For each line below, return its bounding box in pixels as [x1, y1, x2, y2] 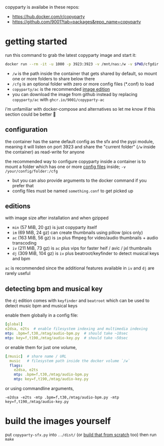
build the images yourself [5, 416, 111, 427]
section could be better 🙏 [5, 111, 56, 117]
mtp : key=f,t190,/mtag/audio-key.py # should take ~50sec [5, 335, 128, 340]
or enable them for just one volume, [5, 344, 77, 350]
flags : [9, 363, 23, 368]
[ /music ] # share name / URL [5, 354, 67, 359]
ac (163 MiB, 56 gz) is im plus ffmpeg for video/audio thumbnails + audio [12, 235, 158, 241]
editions [5, 202, 31, 210]
